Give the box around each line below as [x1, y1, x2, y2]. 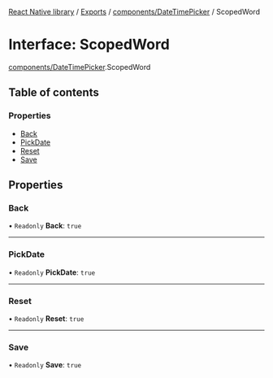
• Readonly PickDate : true [8, 267, 96, 277]
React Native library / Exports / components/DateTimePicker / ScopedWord [8, 7, 260, 16]
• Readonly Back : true [8, 221, 82, 231]
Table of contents [8, 85, 99, 100]
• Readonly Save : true [8, 360, 82, 370]
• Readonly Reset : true [8, 313, 84, 324]
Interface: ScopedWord [8, 36, 171, 54]
